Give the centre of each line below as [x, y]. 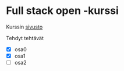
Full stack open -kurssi [63, 11]
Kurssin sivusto [24, 27]
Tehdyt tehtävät [25, 38]
